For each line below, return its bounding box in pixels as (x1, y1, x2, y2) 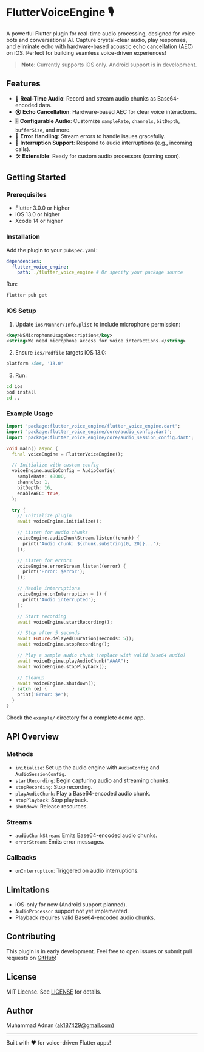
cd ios (6, 384, 23, 390)
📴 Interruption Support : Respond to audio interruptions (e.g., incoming (15, 139, 193, 146)
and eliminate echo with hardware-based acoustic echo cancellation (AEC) (6, 43, 194, 50)
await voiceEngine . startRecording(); (17, 619, 113, 625)
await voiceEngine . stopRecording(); (17, 641, 110, 648)
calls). (15, 145, 31, 153)
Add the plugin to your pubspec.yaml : (6, 246, 98, 253)
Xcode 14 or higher (15, 217, 63, 225)
